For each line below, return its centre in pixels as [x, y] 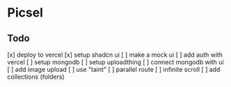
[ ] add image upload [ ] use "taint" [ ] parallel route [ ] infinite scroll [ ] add [114, 69]
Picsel [25, 13]
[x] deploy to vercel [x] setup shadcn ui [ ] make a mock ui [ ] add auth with [115, 55]
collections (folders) [36, 77]
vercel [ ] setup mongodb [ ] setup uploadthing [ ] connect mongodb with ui [115, 62]
